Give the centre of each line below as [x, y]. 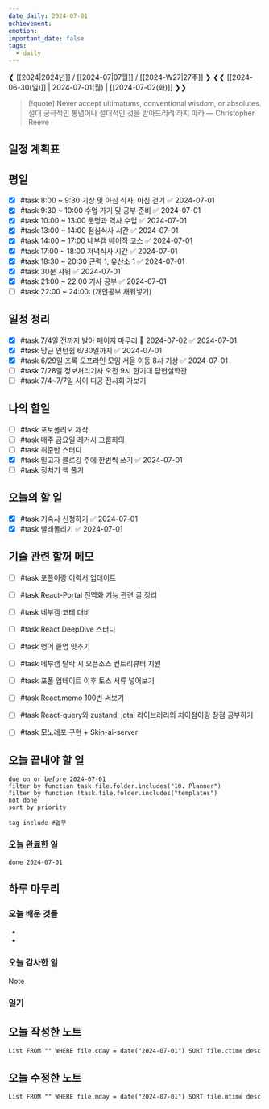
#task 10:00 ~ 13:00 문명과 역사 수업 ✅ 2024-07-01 [103, 221]
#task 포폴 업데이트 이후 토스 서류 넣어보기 [87, 681]
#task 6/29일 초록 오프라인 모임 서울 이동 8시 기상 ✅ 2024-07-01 [124, 361]
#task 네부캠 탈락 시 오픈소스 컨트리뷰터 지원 [90, 664]
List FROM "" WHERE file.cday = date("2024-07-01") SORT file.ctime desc [135, 1051]
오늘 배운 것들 [33, 914]
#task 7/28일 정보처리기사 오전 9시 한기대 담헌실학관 [103, 370]
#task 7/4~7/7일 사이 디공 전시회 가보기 [83, 381]
